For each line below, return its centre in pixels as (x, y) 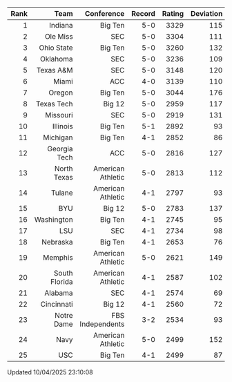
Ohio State (56, 48)
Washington (54, 219)
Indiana (61, 25)
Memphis (58, 257)
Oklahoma (57, 59)
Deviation (206, 13)
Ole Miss (59, 36)
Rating (173, 13)
